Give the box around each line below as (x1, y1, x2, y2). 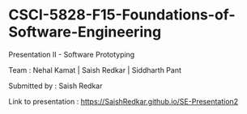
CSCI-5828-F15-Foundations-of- (8, 6, 236, 24)
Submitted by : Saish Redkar (8, 81, 103, 91)
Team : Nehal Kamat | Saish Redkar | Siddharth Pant (8, 65, 182, 74)
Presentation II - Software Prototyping (8, 49, 135, 59)
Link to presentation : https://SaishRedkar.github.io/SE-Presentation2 (8, 96, 239, 106)
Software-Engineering (8, 23, 162, 41)
